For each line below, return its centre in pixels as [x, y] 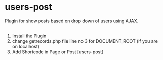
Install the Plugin [29, 36]
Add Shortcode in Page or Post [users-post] [58, 52]
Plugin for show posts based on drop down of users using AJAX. [72, 21]
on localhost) [26, 46]
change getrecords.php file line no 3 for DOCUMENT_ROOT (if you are [85, 41]
